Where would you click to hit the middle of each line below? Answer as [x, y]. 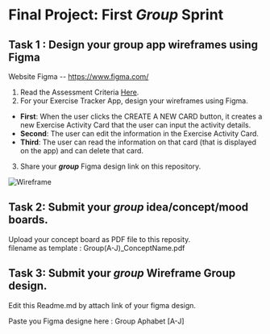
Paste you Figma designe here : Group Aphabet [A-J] [96, 321]
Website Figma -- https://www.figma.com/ [79, 77]
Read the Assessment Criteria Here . [79, 92]
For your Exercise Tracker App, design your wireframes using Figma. [134, 101]
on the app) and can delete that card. [81, 150]
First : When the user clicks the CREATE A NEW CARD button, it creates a [141, 116]
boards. [28, 220]
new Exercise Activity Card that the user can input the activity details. [135, 125]
